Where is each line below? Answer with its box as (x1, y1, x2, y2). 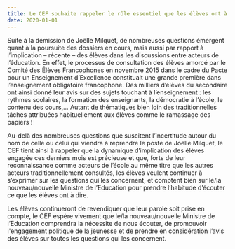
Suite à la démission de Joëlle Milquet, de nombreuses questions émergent (7, 36, 224, 44)
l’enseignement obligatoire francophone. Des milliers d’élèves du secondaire (7, 80, 228, 89)
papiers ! (7, 118, 33, 126)
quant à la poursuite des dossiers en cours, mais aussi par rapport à (7, 43, 204, 52)
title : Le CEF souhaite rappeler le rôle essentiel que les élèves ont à (7, 10, 228, 17)
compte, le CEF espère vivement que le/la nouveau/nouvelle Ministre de (7, 211, 215, 220)
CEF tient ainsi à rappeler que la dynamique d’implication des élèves (7, 146, 205, 155)
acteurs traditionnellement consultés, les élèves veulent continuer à (7, 169, 203, 177)
